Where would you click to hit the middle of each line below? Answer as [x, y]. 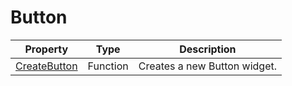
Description [208, 49]
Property [46, 49]
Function [108, 66]
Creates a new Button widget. [207, 66]
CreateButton [46, 66]
